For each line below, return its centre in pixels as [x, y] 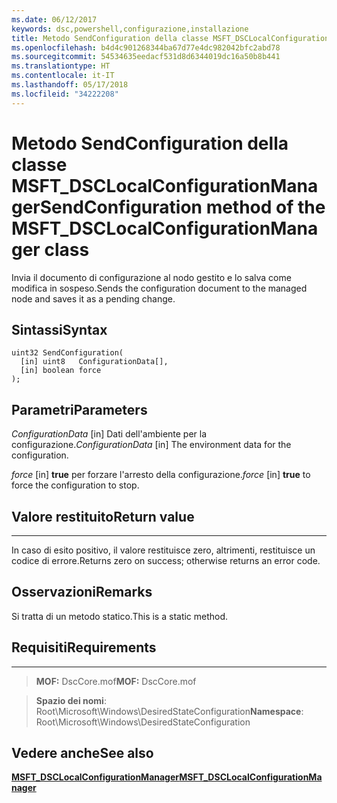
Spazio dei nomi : [71, 700]
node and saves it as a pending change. [93, 298]
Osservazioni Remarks [82, 592]
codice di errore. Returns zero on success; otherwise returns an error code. [166, 560]
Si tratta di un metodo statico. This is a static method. [120, 616]
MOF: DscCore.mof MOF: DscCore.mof [116, 681]
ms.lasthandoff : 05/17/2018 [70, 85]
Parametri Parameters [79, 409]
